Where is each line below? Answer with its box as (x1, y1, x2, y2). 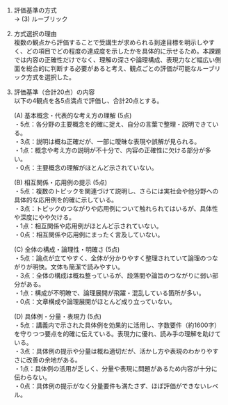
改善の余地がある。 (26, 356, 81, 364)
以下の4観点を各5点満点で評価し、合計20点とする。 (13, 97, 163, 104)
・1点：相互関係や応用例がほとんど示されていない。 (13, 222, 163, 230)
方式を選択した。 (26, 73, 75, 81)
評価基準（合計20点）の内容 (13, 88, 95, 96)
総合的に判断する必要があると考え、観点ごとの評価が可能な (26, 65, 197, 72)
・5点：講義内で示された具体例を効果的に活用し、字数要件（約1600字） (13, 321, 221, 329)
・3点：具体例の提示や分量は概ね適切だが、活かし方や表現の (13, 347, 189, 355)
